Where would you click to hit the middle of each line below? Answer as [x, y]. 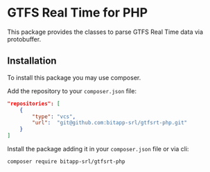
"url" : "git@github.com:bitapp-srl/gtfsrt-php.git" [110, 123]
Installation [32, 61]
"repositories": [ [34, 104]
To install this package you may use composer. [74, 77]
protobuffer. [24, 39]
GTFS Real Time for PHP [77, 13]
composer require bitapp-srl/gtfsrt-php [67, 162]
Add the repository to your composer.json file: [72, 90]
